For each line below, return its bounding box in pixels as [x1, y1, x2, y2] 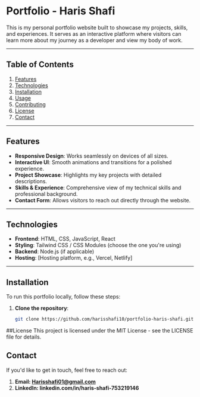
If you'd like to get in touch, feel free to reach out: [6, 366, 128, 374]
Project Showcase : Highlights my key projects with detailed [14, 171, 162, 179]
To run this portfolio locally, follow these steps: [6, 293, 121, 300]
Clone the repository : [14, 304, 69, 312]
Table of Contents [6, 60, 74, 70]
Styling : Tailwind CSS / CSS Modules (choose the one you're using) [14, 242, 182, 249]
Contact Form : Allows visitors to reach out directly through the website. [14, 196, 191, 204]
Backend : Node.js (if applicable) [14, 248, 94, 255]
